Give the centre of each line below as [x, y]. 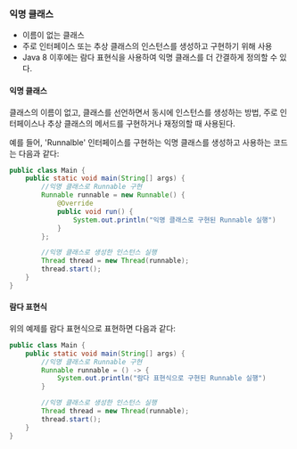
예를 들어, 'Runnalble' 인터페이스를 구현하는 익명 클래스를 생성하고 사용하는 [140, 142]
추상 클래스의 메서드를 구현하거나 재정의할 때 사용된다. [142, 123]
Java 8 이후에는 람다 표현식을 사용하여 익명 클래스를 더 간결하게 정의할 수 [150, 57]
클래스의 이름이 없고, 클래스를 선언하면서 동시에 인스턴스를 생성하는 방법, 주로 [144, 112]
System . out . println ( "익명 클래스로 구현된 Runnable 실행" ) [174, 220]
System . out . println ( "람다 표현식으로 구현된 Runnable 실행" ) [161, 379]
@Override [75, 203]
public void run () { [95, 211]
